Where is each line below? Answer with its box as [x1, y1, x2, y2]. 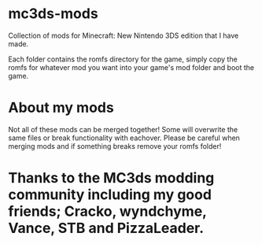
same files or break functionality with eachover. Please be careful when [8, 133, 240, 142]
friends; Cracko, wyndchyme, [8, 202, 207, 220]
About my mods [8, 99, 114, 116]
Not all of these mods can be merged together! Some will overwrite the [8, 124, 238, 134]
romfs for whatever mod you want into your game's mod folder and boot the [8, 62, 254, 72]
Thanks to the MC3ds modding [8, 169, 215, 187]
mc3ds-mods [8, 5, 98, 23]
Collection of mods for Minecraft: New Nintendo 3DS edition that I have [8, 31, 239, 40]
